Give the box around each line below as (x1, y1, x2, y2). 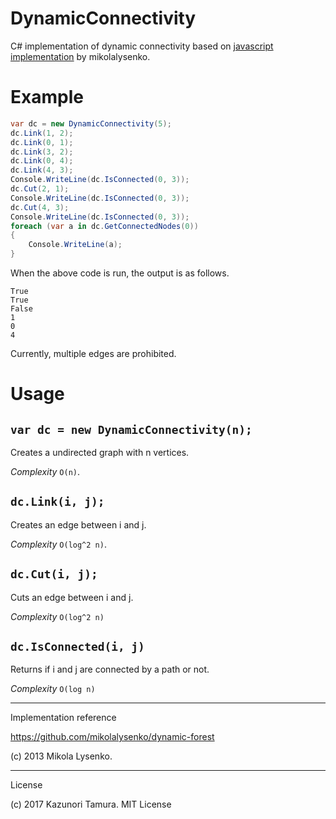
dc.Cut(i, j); (10, 567, 98, 582)
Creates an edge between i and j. (10, 518, 147, 531)
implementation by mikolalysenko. (10, 50, 151, 62)
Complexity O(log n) (10, 683, 96, 695)
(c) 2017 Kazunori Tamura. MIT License (10, 798, 172, 811)
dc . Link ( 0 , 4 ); (10, 156, 74, 166)
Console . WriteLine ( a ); (28, 240, 123, 250)
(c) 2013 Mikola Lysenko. (10, 750, 113, 762)
